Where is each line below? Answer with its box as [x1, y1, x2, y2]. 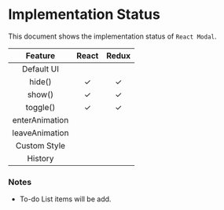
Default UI [22, 63, 59, 74]
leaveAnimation [12, 127, 69, 138]
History [27, 153, 54, 164]
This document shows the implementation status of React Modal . [8, 31, 217, 41]
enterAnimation [12, 114, 69, 125]
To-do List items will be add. [19, 194, 112, 204]
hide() [29, 76, 53, 87]
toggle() [25, 101, 56, 112]
